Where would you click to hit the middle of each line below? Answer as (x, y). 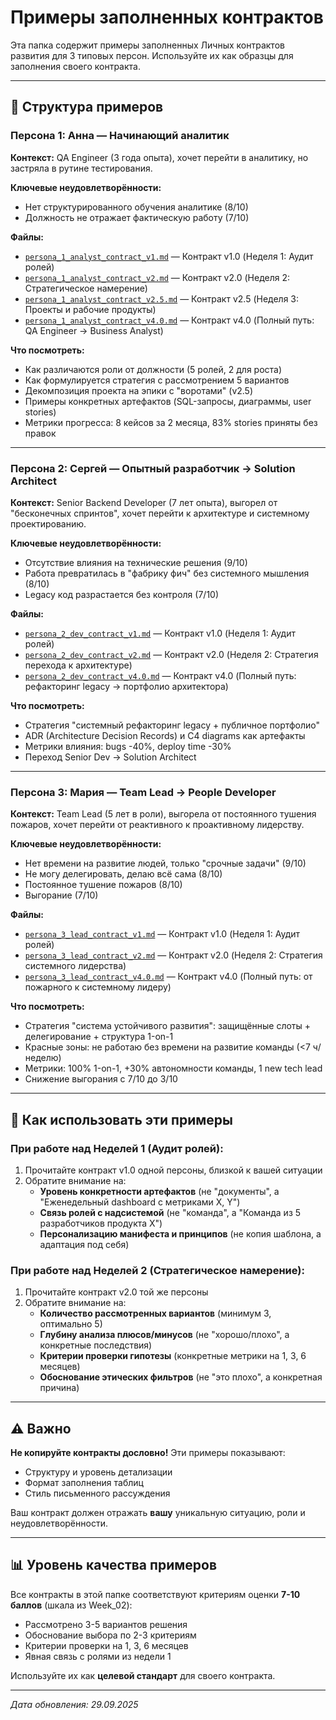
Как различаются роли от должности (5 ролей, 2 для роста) (153, 369)
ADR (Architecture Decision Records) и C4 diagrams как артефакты (165, 735)
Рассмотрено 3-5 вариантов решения (106, 1624)
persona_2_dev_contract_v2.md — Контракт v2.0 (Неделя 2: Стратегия (171, 654)
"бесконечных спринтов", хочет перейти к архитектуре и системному (160, 513)
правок (40, 433)
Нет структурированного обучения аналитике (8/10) (136, 207)
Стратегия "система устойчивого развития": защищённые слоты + (168, 1026)
